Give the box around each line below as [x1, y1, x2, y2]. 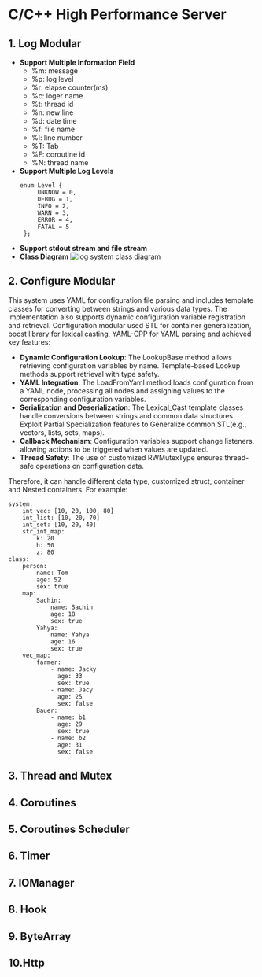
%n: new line [31, 108, 74, 117]
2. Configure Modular [8, 275, 116, 288]
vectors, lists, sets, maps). [19, 427, 105, 437]
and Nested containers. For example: [8, 485, 128, 494]
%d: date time [31, 116, 77, 125]
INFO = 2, [37, 202, 70, 210]
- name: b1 [50, 713, 87, 721]
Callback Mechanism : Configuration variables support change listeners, [19, 436, 255, 445]
